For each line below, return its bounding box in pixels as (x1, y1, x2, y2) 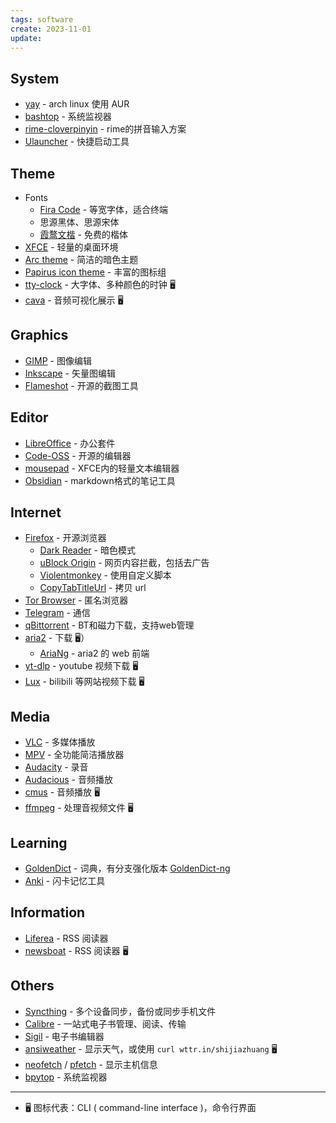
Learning (10, 834, 68, 851)
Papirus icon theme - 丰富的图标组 (24, 266, 167, 278)
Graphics (10, 327, 69, 344)
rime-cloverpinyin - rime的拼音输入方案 (24, 123, 187, 135)
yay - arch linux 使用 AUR (24, 98, 130, 110)
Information (10, 904, 86, 921)
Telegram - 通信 (24, 607, 91, 619)
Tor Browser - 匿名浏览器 (24, 594, 129, 606)
